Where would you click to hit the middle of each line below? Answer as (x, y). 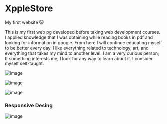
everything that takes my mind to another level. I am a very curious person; (82, 53)
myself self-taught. (25, 63)
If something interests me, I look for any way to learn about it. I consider (79, 58)
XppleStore (29, 9)
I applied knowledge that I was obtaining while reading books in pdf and (79, 37)
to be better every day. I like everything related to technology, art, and (77, 48)
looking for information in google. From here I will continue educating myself (83, 42)
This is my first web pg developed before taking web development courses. (83, 32)
